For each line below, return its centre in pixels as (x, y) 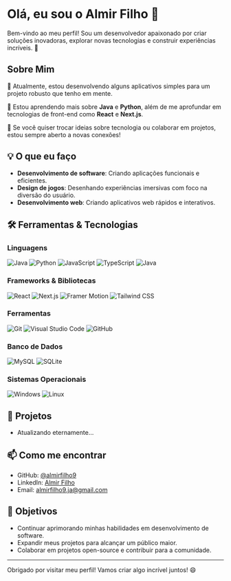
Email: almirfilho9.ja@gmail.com (62, 490)
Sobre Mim (31, 69)
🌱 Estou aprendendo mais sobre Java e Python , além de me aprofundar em (114, 107)
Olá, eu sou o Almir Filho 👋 (83, 14)
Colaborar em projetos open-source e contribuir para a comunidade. (114, 550)
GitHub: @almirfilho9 (47, 476)
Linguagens (27, 247)
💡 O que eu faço (42, 157)
